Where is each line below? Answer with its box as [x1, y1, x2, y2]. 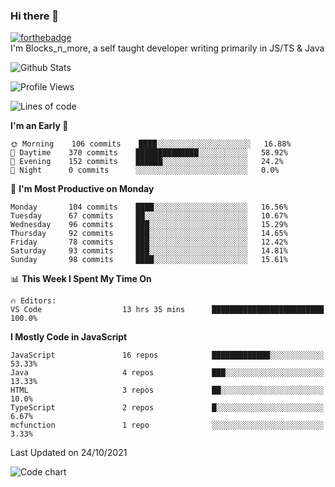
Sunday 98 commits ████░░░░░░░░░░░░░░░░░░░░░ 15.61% [10, 255, 288, 265]
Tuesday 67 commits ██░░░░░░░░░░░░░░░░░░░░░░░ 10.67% [10, 211, 288, 221]
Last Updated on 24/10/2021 [10, 447, 128, 459]
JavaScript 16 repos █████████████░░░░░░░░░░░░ [10, 350, 325, 361]
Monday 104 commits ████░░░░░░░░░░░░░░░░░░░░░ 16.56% [10, 202, 288, 213]
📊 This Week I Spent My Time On [10, 273, 152, 285]
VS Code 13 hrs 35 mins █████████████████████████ [10, 305, 325, 315]
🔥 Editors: [10, 296, 57, 306]
